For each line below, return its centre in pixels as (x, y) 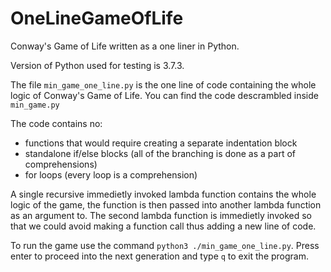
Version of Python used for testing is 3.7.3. (97, 65)
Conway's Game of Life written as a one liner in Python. (125, 46)
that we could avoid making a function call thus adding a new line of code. (163, 226)
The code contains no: (56, 123)
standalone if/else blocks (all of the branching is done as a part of (160, 153)
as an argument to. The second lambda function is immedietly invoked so (161, 215)
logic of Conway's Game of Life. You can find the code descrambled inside (164, 95)
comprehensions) (61, 164)
